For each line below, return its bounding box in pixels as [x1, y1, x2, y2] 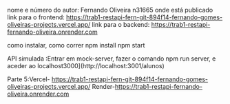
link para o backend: [92, 21, 150, 28]
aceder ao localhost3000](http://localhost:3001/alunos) [7, 62, 165, 70]
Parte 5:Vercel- [7, 75, 50, 83]
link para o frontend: [7, 13, 65, 21]
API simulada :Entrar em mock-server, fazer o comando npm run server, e [7, 54, 216, 63]
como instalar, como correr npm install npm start [7, 41, 145, 49]
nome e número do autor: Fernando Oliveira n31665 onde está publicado [7, 6, 213, 14]
